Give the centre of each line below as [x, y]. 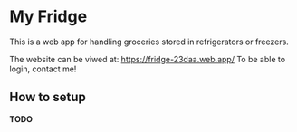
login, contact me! [43, 69]
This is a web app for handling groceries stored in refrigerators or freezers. [149, 42]
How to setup [48, 97]
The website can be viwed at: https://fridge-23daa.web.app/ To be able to [148, 59]
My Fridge [48, 17]
